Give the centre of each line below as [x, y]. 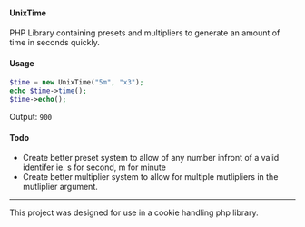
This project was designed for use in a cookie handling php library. [134, 212]
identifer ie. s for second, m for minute [94, 167]
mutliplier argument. [60, 187]
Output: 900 [31, 117]
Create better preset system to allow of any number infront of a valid [151, 158]
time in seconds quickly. [54, 43]
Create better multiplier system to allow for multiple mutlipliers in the [150, 177]
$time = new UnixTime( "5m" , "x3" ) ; [77, 83]
